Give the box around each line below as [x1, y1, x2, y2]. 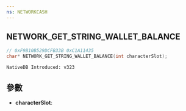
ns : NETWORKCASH [6, 9, 48, 15]
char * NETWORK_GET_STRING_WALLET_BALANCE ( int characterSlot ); [6, 53, 168, 60]
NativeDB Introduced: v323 [6, 65, 75, 71]
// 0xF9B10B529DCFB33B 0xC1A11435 [6, 48, 95, 54]
